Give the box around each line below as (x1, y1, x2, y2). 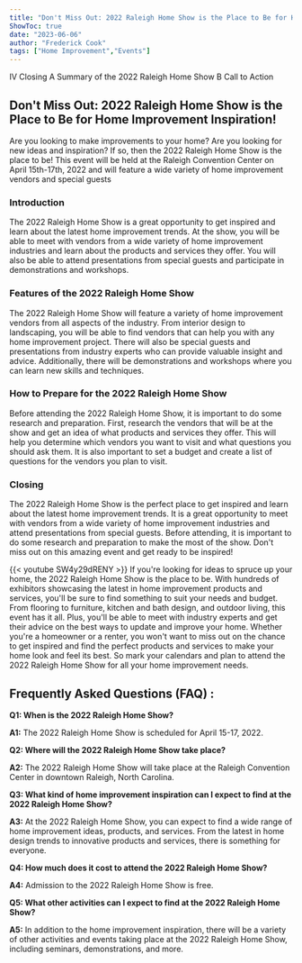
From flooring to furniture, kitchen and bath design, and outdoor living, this (9, 603, 286, 613)
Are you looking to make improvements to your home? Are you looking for (9, 135, 282, 146)
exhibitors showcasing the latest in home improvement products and (9, 583, 263, 595)
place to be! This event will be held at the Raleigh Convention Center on (9, 154, 274, 165)
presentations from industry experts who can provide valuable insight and (9, 346, 283, 357)
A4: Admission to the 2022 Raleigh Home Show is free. (9, 879, 214, 890)
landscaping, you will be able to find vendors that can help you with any (9, 326, 275, 338)
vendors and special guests (9, 173, 112, 185)
